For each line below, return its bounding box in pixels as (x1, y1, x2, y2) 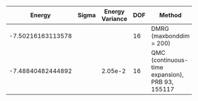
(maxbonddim (151, 32, 190, 40)
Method (159, 11, 182, 19)
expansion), (151, 71, 184, 78)
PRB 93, (151, 78, 174, 86)
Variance (101, 15, 128, 23)
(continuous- (151, 56, 189, 64)
